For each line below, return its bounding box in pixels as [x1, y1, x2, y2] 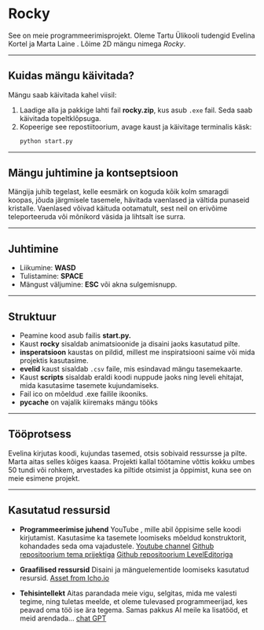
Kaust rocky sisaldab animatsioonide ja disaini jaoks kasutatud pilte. [19, 339, 240, 349]
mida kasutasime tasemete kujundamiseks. [19, 381, 159, 390]
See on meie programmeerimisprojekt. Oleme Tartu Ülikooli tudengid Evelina [8, 31, 255, 40]
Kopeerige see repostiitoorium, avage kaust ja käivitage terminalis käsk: [19, 122, 252, 131]
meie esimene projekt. [8, 473, 80, 483]
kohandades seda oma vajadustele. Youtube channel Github [19, 541, 214, 551]
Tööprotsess [8, 427, 72, 441]
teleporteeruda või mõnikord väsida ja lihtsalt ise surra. [8, 212, 186, 222]
